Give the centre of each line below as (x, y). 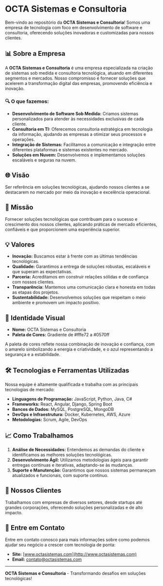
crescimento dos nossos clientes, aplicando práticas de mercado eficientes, (81, 224)
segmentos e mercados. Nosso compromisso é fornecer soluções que (75, 78)
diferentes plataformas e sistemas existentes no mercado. (70, 150)
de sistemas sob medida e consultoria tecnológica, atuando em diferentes (79, 73)
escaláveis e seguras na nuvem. (44, 160)
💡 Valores (20, 245)
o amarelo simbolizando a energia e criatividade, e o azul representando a (79, 349)
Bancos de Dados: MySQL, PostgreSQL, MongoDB (63, 409)
